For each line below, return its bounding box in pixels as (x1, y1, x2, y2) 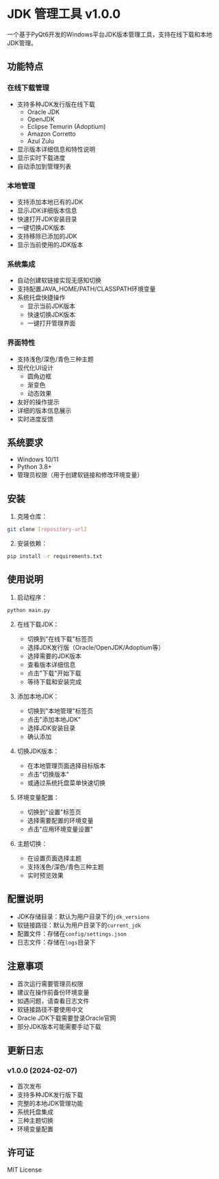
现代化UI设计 (16, 363, 53, 372)
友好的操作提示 (16, 398, 60, 406)
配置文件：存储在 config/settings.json (16, 929, 127, 938)
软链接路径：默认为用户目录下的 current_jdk (16, 921, 142, 929)
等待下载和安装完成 (27, 677, 82, 685)
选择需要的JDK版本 (27, 652, 82, 660)
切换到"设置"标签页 (27, 807, 81, 816)
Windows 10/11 (16, 455, 59, 463)
